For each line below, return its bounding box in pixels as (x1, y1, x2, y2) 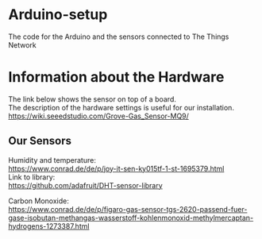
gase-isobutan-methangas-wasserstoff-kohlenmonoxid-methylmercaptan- (8, 213, 254, 222)
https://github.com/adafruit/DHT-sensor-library (8, 180, 163, 190)
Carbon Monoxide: (8, 196, 69, 206)
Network (8, 40, 37, 49)
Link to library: (8, 172, 56, 182)
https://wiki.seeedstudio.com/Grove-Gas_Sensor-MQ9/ (8, 111, 189, 121)
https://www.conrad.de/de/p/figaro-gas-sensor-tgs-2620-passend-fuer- (8, 204, 248, 214)
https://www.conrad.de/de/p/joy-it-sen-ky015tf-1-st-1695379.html (8, 164, 225, 173)
